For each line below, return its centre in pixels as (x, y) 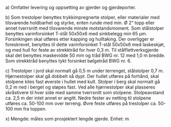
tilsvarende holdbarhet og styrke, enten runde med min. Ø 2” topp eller (80, 23)
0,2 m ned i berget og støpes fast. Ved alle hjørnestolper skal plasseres (80, 87)
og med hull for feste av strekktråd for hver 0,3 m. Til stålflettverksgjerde (82, 50)
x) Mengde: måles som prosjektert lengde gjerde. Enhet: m (67, 119)
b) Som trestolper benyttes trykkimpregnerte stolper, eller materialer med (82, 17)
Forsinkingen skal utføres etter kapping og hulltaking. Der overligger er (80, 39)
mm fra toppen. (30, 109)
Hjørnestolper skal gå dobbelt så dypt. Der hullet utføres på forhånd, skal (82, 76)
